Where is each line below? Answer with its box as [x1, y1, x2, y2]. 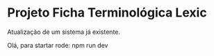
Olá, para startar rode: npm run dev [7, 41, 108, 49]
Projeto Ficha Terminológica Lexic [7, 5, 207, 21]
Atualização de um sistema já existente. [7, 28, 120, 36]
